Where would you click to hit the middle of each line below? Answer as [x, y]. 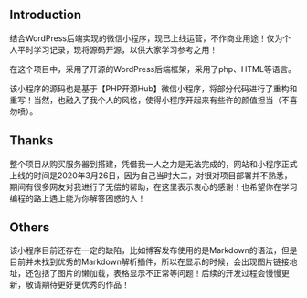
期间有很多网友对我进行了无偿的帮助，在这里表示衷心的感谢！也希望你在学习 [153, 186]
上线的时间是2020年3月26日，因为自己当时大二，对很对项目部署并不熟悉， [151, 175]
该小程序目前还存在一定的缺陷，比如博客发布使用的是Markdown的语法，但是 [153, 250]
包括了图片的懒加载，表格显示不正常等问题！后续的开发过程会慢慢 [157, 273]
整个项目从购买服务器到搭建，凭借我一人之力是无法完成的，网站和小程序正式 [153, 164]
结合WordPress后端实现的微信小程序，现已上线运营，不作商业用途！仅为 [146, 38]
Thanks [32, 141]
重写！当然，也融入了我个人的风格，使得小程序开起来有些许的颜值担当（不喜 [153, 100]
